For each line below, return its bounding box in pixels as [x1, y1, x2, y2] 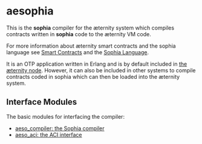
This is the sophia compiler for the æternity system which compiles [6, 24, 174, 31]
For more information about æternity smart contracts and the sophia [6, 42, 177, 49]
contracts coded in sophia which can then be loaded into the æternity [6, 73, 180, 80]
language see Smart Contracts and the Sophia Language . [6, 48, 149, 55]
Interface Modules [6, 97, 77, 107]
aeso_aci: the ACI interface [15, 131, 83, 138]
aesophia [6, 4, 54, 18]
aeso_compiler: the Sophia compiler [15, 125, 105, 132]
